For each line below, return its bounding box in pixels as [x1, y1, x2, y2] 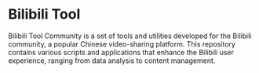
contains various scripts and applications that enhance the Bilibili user [8, 47, 234, 57]
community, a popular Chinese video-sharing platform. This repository [8, 39, 235, 48]
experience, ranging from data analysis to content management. [8, 56, 216, 65]
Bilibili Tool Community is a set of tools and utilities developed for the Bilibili [8, 31, 252, 40]
